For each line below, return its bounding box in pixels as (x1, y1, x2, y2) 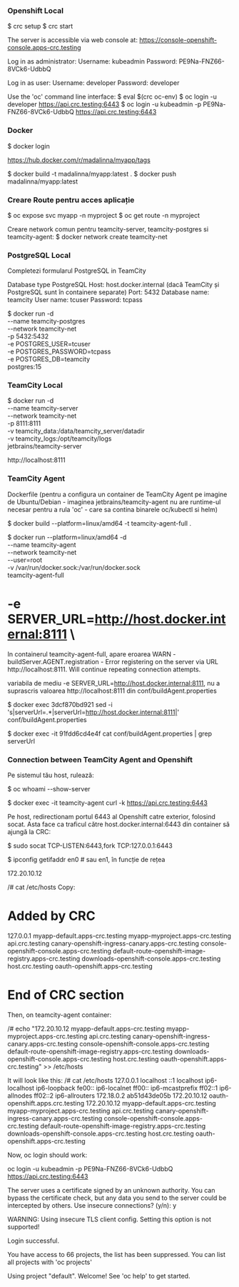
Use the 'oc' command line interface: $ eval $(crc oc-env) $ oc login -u (7, 92, 218, 101)
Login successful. (7, 1236, 59, 1245)
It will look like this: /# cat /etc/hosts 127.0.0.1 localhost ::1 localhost (7, 1076, 204, 1084)
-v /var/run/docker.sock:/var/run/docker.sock (7, 563, 141, 571)
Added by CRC (7, 908, 96, 924)
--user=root (7, 556, 43, 564)
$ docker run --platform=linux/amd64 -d (7, 533, 127, 541)
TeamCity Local (7, 381, 63, 391)
